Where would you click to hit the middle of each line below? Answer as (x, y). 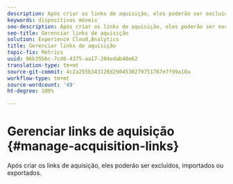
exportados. (24, 173)
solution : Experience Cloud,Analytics (63, 40)
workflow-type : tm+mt (38, 78)
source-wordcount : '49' (42, 85)
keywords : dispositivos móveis (52, 20)
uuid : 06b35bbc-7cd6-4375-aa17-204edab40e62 (72, 59)
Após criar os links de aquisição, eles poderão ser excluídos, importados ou (115, 166)
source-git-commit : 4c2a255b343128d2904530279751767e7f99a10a (99, 72)
